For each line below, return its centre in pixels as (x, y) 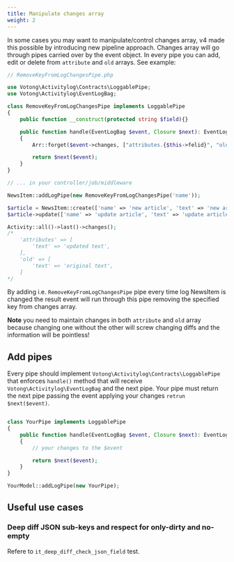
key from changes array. (42, 307)
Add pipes (30, 356)
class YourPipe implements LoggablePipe (67, 422)
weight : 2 (22, 20)
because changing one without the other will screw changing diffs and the (114, 328)
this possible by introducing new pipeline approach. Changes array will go (114, 47)
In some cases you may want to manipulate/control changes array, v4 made (116, 40)
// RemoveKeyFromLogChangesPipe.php (60, 75)
